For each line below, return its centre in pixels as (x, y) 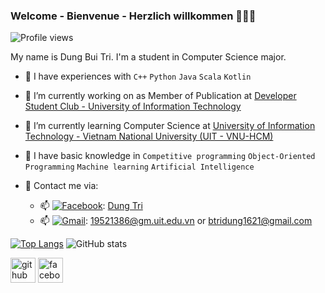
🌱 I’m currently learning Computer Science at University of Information (170, 126)
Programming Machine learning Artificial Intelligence (139, 167)
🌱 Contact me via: (61, 186)
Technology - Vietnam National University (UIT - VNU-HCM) (149, 136)
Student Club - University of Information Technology (133, 106)
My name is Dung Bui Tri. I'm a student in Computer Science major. (148, 57)
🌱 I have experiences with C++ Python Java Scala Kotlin (138, 76)
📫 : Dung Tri (91, 206)
